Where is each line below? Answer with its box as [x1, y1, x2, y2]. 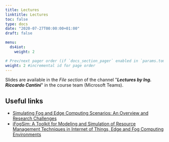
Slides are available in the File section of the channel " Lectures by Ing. [5, 77, 152, 83]
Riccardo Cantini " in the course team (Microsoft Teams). [5, 82, 124, 88]
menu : [5, 40, 17, 45]
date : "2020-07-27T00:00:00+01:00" [5, 26, 80, 31]
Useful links [5, 97, 44, 105]
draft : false [5, 31, 33, 36]
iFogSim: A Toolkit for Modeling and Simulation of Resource [12, 121, 136, 127]
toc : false [5, 17, 28, 22]
